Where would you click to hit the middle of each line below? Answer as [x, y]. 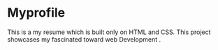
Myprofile [36, 13]
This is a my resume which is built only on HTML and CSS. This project [109, 32]
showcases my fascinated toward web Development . [84, 39]
